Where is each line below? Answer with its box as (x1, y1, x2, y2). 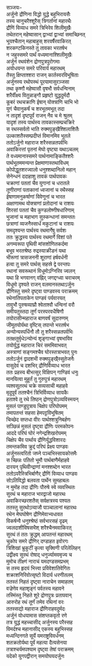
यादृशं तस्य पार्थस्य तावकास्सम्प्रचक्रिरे (6, 119, 75, 126)
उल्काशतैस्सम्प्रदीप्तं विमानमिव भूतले (6, 132, 70, 139)
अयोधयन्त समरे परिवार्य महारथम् (6, 65, 65, 71)
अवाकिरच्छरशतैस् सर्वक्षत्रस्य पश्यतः (6, 497, 71, 504)
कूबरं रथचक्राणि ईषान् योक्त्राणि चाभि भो (6, 98, 79, 106)
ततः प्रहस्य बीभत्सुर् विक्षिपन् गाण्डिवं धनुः (6, 369, 79, 376)
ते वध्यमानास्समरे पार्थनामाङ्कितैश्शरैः (6, 153, 75, 160)
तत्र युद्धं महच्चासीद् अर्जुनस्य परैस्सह (6, 619, 73, 626)
